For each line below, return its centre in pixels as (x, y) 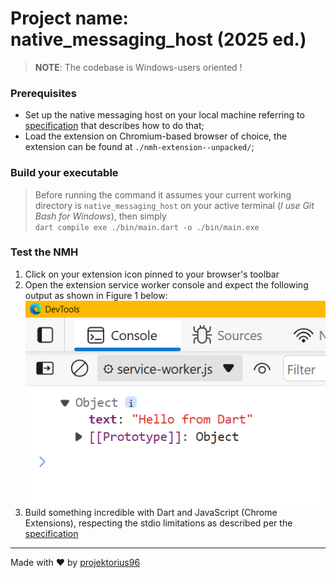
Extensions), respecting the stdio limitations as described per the (158, 523)
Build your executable (64, 173)
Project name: (69, 18)
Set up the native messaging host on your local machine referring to (164, 115)
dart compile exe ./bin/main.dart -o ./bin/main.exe (147, 227)
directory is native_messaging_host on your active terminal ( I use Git (174, 205)
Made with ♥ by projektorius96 (75, 563)
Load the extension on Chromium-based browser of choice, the (156, 136)
